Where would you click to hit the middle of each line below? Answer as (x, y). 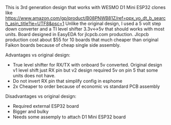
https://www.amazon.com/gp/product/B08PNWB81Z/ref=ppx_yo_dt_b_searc (86, 18)
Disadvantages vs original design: (41, 96)
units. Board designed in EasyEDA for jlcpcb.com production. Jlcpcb (77, 34)
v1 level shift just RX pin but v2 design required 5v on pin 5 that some (85, 70)
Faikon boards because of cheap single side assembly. (63, 45)
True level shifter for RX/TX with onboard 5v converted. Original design (87, 65)
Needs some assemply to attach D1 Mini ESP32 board (69, 117)
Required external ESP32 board (46, 106)
